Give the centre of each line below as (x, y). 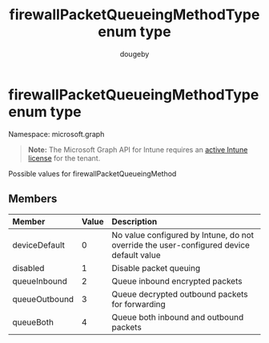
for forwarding (139, 304)
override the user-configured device (181, 244)
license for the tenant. (64, 158)
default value (136, 255)
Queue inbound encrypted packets (177, 280)
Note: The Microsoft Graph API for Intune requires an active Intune (138, 149)
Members (33, 199)
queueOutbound (43, 299)
